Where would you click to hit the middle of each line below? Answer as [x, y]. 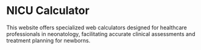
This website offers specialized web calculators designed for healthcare [97, 27]
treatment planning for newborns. [48, 40]
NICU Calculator [48, 11]
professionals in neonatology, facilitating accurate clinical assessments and [101, 34]
